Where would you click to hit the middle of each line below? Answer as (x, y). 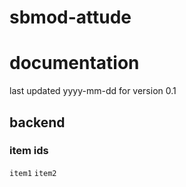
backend (37, 122)
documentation (74, 63)
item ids (29, 151)
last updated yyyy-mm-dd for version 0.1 (93, 91)
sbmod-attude (70, 17)
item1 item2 (33, 173)
